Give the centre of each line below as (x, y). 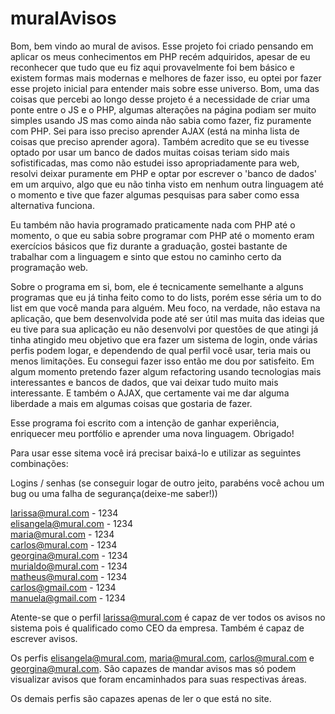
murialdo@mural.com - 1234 (69, 566)
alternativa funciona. (52, 205)
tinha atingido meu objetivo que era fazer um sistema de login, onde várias (164, 339)
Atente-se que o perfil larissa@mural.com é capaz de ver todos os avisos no (168, 617)
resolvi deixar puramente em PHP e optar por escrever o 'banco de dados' (164, 173)
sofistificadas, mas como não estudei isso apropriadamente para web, (155, 163)
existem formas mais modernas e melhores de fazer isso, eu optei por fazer (166, 78)
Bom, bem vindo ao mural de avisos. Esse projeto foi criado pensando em (162, 46)
